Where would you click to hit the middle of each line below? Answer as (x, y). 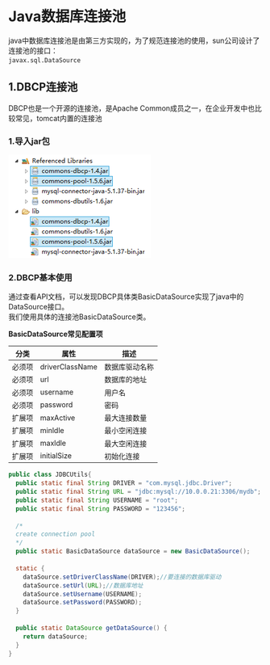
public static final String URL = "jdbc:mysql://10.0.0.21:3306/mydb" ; (139, 492)
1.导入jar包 (29, 141)
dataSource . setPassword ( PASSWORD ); (83, 603)
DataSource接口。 (39, 307)
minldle (52, 430)
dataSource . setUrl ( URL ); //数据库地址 (83, 585)
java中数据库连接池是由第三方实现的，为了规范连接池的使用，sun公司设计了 (134, 40)
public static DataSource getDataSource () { (91, 628)
